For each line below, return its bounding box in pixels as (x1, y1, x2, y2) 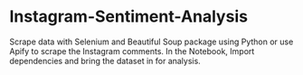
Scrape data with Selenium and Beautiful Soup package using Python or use (9, 36, 294, 47)
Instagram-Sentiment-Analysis (9, 6, 249, 27)
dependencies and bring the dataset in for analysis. (9, 55, 201, 66)
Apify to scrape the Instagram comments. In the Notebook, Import (9, 45, 255, 56)
